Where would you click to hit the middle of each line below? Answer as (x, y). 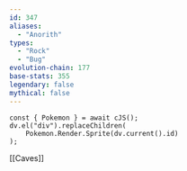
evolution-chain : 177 (50, 68)
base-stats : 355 (40, 76)
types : (22, 43)
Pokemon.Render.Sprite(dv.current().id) (102, 133)
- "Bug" (32, 59)
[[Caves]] (27, 157)
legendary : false (42, 85)
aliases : (26, 26)
